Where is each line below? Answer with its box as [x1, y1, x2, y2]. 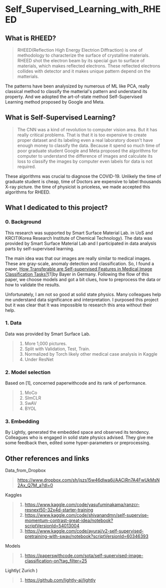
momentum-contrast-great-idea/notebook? [24, 517, 113, 523]
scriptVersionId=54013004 [24, 523, 80, 529]
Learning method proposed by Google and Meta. [5, 99, 105, 105]
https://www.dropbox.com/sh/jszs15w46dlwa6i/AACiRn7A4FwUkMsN [17, 477, 160, 483]
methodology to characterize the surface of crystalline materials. [17, 52, 150, 58]
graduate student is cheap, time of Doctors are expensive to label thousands [5, 178, 162, 185]
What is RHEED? [5, 34, 56, 42]
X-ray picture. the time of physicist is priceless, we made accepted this [5, 184, 150, 190]
